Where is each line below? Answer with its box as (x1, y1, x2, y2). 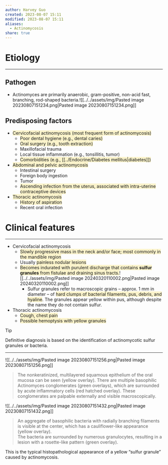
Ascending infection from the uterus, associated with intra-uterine (19, 183, 156, 189)
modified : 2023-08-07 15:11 (5, 17, 64, 22)
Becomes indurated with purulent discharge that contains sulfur (19, 264, 152, 270)
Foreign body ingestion (19, 172, 67, 178)
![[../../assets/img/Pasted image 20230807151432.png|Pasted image (5, 402, 146, 408)
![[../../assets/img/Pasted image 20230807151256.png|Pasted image (5, 356, 145, 363)
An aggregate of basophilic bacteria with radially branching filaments (17, 417, 160, 423)
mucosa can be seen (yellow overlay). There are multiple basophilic (17, 377, 157, 383)
